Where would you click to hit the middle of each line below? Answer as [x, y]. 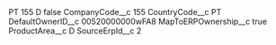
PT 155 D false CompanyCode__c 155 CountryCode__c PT [115, 12]
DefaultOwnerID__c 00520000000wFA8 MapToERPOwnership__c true [138, 21]
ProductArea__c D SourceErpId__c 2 [75, 31]
